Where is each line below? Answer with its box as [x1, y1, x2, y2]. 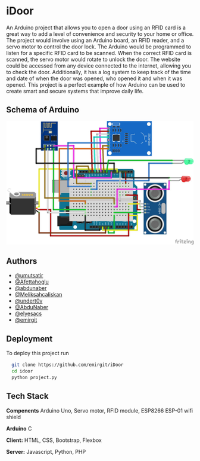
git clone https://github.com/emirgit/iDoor [11, 362, 124, 368]
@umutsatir [14, 272, 43, 279]
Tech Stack [6, 391, 49, 401]
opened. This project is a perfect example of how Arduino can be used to [6, 81, 186, 88]
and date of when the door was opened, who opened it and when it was [6, 75, 183, 82]
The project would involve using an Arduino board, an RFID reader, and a [6, 36, 185, 44]
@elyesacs [14, 310, 42, 317]
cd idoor [11, 368, 33, 374]
